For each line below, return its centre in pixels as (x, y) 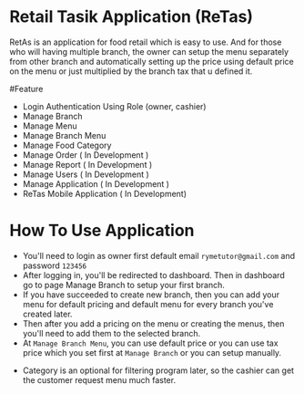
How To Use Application (102, 231)
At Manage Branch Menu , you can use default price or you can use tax (151, 343)
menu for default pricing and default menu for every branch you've (148, 304)
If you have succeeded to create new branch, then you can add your (151, 295)
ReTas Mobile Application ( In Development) (105, 193)
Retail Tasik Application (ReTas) (131, 17)
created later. (47, 314)
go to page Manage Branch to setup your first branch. (124, 285)
